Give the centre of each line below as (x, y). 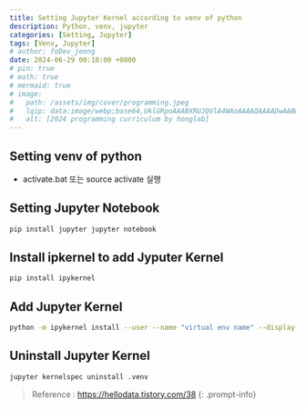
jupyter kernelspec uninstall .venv (79, 377)
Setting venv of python (76, 156)
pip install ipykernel (52, 278)
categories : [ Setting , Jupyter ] (71, 35)
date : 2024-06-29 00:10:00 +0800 (73, 60)
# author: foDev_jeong (52, 52)
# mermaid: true (40, 85)
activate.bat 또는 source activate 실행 (92, 179)
